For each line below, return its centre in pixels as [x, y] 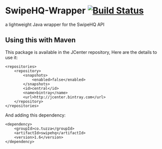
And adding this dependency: [35, 115]
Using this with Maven [40, 40]
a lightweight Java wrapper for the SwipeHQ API [55, 24]
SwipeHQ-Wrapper [45, 11]
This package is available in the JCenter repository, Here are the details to [81, 52]
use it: [11, 57]
